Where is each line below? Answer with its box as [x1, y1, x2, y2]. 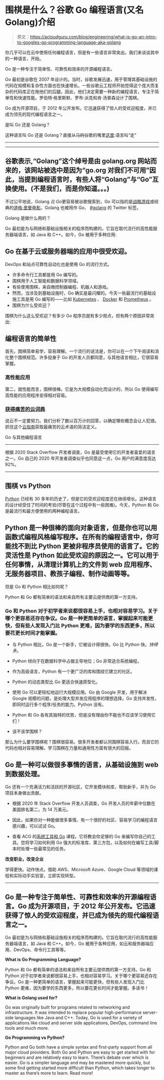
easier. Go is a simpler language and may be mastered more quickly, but [5, 1059, 150, 1065]
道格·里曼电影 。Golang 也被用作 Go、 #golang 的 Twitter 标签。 [14, 204, 141, 211]
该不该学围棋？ [12, 728, 42, 734]
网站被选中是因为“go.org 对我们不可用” [30, 166, 150, 174]
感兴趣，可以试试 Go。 [12, 823, 58, 829]
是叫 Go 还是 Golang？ [5, 121, 50, 127]
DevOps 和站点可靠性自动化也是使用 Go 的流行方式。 [5, 261, 112, 267]
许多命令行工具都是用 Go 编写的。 [12, 271, 81, 277]
